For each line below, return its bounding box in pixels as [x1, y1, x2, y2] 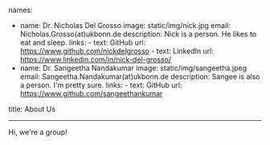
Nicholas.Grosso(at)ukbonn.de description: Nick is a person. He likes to [19, 30, 257, 38]
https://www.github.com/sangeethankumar [19, 89, 163, 98]
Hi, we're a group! [8, 127, 67, 137]
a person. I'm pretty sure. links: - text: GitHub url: [19, 80, 182, 90]
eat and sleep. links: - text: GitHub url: [19, 38, 146, 47]
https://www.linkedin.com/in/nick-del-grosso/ [19, 54, 171, 64]
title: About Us [8, 104, 56, 114]
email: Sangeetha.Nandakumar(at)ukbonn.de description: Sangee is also [19, 72, 260, 81]
